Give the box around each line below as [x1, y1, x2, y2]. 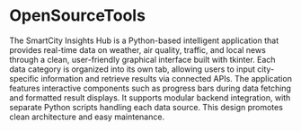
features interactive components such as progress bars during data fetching [9, 83, 292, 93]
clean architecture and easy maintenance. [9, 111, 164, 122]
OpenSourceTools [9, 5, 146, 26]
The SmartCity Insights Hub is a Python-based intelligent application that [9, 35, 279, 46]
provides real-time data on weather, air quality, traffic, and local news [9, 44, 267, 55]
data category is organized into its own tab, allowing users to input [9, 64, 256, 74]
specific [9, 73, 40, 83]
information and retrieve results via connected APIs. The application [40, 73, 292, 83]
